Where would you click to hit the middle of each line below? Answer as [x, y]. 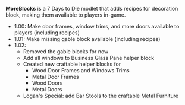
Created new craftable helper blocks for [72, 64]
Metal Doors [47, 89]
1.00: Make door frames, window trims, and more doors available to [97, 26]
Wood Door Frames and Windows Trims [81, 70]
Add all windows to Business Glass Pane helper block [89, 58]
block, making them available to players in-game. [66, 15]
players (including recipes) [47, 33]
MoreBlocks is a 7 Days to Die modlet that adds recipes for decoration [92, 9]
